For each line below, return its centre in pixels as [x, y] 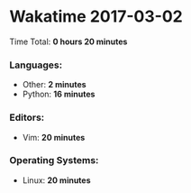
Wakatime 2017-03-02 [96, 17]
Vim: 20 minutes [54, 137]
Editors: [27, 117]
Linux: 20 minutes [57, 180]
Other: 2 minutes [55, 85]
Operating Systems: [54, 161]
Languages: [36, 65]
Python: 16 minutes [59, 94]
